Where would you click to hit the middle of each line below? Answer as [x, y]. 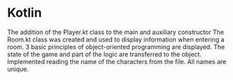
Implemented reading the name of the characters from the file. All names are [117, 61]
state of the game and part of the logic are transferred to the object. [104, 54]
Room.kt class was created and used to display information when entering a [116, 39]
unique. [18, 69]
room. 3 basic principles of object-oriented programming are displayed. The [116, 47]
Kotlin [25, 13]
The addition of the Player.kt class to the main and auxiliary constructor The [116, 32]
